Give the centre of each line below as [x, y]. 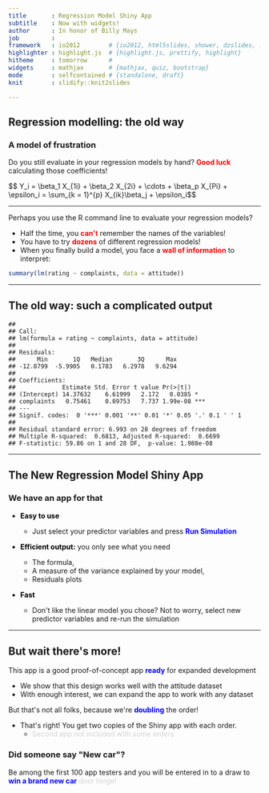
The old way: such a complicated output [110, 306]
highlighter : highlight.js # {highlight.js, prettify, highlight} [125, 53]
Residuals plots [57, 579]
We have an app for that [56, 499]
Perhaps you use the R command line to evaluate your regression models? [131, 218]
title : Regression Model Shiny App [80, 16]
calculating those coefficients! [58, 171]
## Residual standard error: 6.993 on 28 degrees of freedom [112, 429]
